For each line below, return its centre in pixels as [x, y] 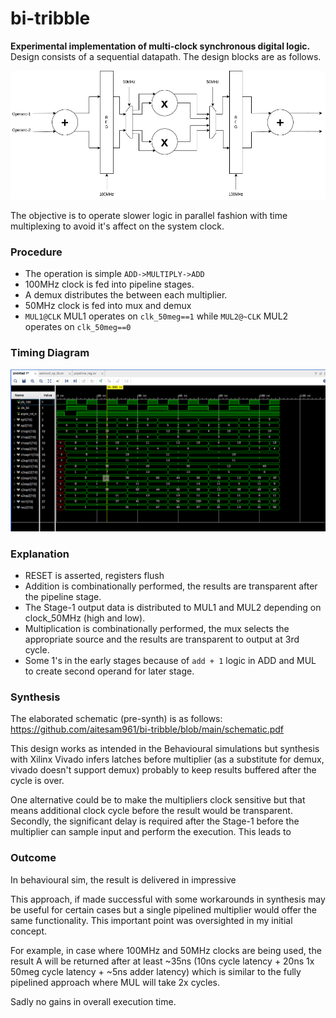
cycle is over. [37, 781]
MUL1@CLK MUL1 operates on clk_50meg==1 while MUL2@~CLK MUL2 [156, 316]
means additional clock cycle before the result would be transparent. [151, 811]
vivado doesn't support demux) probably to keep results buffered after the [163, 770]
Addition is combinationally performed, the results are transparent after [171, 586]
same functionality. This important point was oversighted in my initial [151, 920]
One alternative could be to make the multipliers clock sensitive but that [158, 800]
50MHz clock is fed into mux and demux [108, 306]
